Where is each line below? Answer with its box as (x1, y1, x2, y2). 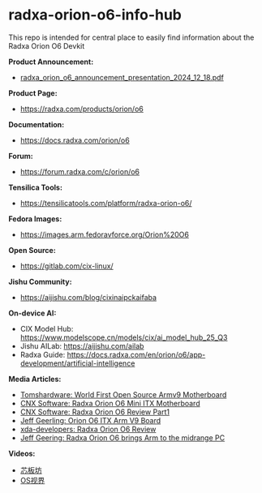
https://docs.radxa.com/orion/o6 (19, 135, 130, 145)
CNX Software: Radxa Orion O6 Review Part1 (19, 407, 170, 417)
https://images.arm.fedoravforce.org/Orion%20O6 (19, 229, 189, 239)
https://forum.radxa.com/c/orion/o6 (19, 166, 140, 176)
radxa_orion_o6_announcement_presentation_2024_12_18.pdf (19, 72, 225, 82)
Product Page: (8, 88, 58, 98)
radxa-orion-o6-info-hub (8, 6, 183, 24)
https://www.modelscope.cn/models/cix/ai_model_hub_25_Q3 (19, 332, 228, 342)
